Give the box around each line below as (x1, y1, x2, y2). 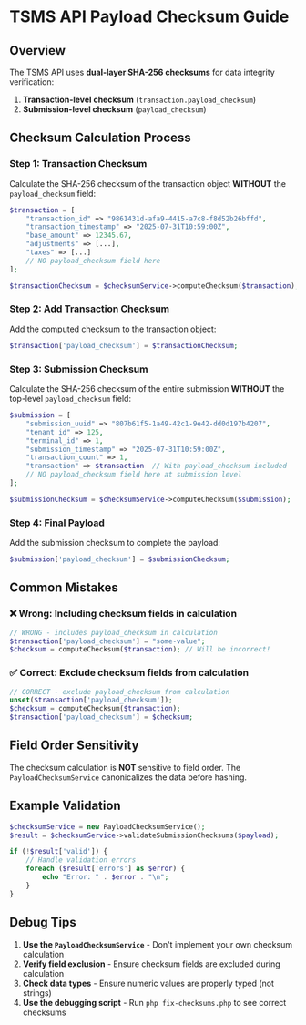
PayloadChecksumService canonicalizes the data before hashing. (9, 772, 248, 783)
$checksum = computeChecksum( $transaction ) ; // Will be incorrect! (9, 645, 271, 654)
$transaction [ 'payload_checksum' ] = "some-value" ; (9, 636, 206, 646)
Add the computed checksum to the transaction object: (9, 323, 217, 334)
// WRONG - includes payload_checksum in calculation (9, 628, 219, 637)
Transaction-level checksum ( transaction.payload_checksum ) (22, 94, 257, 105)
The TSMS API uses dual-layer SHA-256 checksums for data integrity (9, 67, 275, 77)
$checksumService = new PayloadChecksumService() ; (9, 822, 206, 831)
